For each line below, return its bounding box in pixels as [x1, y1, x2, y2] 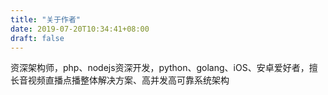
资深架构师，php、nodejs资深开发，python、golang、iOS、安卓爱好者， [10, 62, 310, 74]
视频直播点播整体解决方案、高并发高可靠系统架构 [27, 74, 230, 86]
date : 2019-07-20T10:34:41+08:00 [10, 24, 150, 34]
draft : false [10, 33, 65, 43]
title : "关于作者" [10, 14, 82, 25]
